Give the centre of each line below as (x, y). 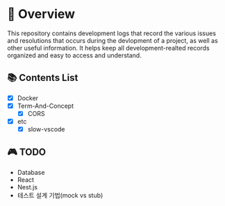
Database (31, 172)
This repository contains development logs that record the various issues (112, 33)
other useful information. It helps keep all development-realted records (108, 48)
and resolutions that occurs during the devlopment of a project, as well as (113, 40)
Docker (28, 98)
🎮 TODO (27, 152)
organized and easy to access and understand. (75, 55)
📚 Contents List (43, 78)
